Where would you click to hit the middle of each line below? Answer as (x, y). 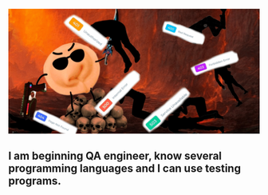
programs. (35, 181)
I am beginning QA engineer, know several (115, 156)
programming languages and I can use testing (125, 169)
